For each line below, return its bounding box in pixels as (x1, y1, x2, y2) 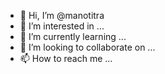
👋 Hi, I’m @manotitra (19, 10, 105, 21)
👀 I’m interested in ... (19, 20, 105, 32)
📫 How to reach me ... (19, 53, 113, 64)
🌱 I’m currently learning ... (19, 31, 127, 42)
